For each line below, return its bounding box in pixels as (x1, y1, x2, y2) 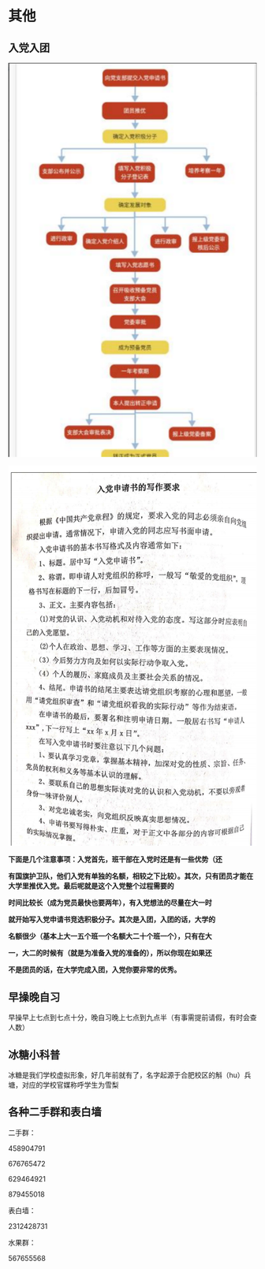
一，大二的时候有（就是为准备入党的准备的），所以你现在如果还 (8, 948, 212, 958)
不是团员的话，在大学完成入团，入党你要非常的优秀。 (8, 965, 181, 974)
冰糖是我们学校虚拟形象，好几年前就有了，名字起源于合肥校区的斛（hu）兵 (8, 1070, 252, 1080)
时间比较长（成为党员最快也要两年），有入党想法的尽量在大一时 (8, 898, 212, 907)
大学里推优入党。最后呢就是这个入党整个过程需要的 (8, 881, 174, 891)
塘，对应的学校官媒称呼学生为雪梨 (8, 1081, 119, 1090)
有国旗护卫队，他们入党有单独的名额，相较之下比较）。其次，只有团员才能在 (8, 872, 254, 881)
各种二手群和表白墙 (8, 1105, 102, 1119)
